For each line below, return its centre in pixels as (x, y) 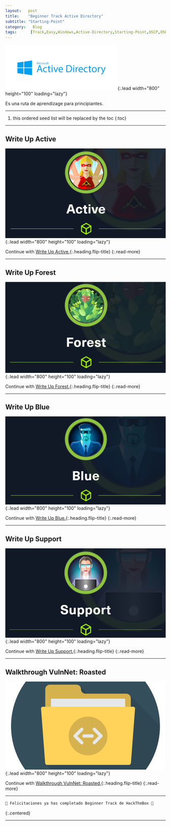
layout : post (21, 11)
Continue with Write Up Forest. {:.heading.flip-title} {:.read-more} (73, 386)
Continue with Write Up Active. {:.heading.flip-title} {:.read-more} (73, 252)
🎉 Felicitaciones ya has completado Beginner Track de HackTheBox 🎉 (79, 804)
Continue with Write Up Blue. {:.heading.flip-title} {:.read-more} (71, 518)
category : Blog (24, 27)
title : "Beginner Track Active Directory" (54, 16)
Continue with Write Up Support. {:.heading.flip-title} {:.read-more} (75, 652)
